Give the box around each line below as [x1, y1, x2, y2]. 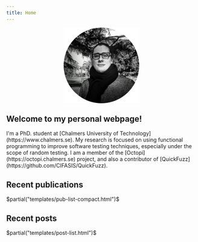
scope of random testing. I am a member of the [6, 149, 124, 157]
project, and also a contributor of [76, 155, 159, 163]
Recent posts [6, 213, 57, 223]
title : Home [6, 10, 36, 16]
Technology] [120, 130, 152, 137]
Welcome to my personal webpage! [6, 114, 142, 124]
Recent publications [6, 179, 83, 190]
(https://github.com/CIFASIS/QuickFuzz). [6, 162, 108, 169]
